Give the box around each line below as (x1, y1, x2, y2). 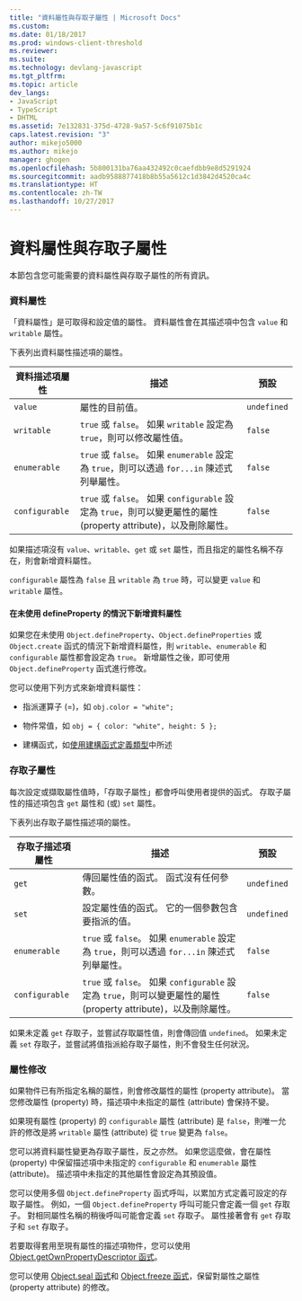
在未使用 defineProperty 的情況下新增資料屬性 (9, 607, 182, 618)
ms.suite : (9, 55, 47, 64)
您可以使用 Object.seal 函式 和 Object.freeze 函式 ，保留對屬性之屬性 (9, 1270, 261, 1281)
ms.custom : (9, 22, 50, 31)
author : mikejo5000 (9, 138, 83, 147)
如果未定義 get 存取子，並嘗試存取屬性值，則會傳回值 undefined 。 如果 (9, 1027, 271, 1038)
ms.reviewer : (9, 47, 58, 56)
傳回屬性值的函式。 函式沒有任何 (82, 871, 220, 883)
